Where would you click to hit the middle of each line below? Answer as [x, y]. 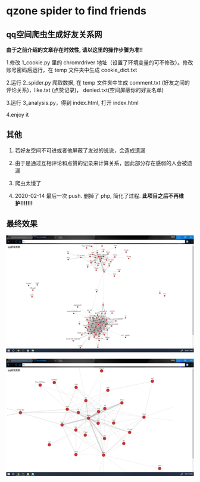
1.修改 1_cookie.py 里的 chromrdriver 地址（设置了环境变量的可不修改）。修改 [100, 63]
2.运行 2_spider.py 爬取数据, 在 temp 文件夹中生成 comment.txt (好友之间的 [98, 83]
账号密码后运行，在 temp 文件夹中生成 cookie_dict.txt [72, 70]
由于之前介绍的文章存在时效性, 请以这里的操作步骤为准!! [75, 50]
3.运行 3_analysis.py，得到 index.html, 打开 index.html [72, 103]
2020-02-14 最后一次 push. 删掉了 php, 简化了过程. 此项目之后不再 [97, 195]
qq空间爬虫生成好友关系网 [54, 34]
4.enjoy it [18, 115]
